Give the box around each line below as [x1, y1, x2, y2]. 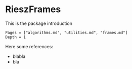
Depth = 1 [5, 34, 26, 40]
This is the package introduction [5, 20, 72, 26]
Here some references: [5, 43, 54, 49]
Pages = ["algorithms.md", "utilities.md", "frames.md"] [5, 30, 128, 35]
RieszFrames [5, 4, 61, 15]
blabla [12, 53, 26, 59]
